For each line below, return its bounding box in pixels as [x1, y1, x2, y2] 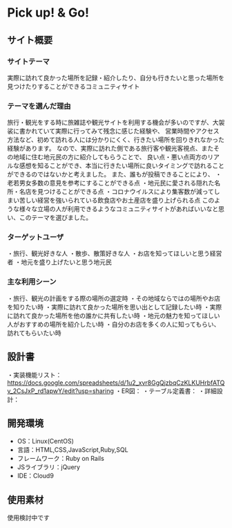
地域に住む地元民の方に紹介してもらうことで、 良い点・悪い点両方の [12, 153, 208, 161]
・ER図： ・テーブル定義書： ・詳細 [115, 386, 217, 395]
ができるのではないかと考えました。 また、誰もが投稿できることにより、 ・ [7, 170, 222, 179]
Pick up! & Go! [7, 5, 90, 21]
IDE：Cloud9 [17, 472, 54, 480]
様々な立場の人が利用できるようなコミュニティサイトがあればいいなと [19, 205, 219, 213]
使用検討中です [7, 513, 50, 522]
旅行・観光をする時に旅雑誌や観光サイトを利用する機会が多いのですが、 [7, 118, 213, 127]
